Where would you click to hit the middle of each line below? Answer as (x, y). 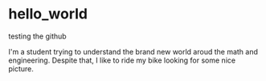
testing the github (37, 36)
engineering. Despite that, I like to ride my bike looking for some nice (122, 60)
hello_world (48, 14)
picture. (21, 68)
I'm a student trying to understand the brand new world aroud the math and (133, 51)
